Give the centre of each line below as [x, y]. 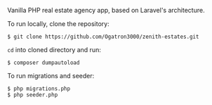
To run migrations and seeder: [51, 76]
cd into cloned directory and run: [54, 50]
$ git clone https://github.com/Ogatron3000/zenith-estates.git [103, 37]
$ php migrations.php [39, 89]
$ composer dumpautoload [44, 63]
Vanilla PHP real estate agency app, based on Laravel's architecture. [106, 10]
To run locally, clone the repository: [59, 24]
